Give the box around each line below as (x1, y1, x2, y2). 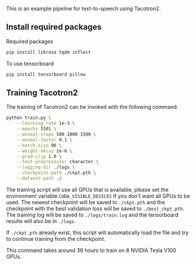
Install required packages (6, 22, 102, 32)
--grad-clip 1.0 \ (17, 153, 62, 159)
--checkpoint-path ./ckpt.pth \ (17, 170, 96, 176)
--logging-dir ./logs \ (17, 164, 76, 170)
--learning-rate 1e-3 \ (17, 121, 76, 127)
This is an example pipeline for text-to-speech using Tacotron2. (6, 5, 161, 12)
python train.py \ (6, 115, 51, 121)
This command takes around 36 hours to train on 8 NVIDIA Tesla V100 (6, 247, 177, 254)
